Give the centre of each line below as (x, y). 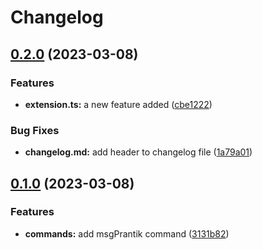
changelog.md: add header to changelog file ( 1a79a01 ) (138, 152)
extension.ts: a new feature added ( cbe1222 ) (118, 104)
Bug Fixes (35, 130)
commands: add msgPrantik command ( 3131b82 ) (127, 233)
